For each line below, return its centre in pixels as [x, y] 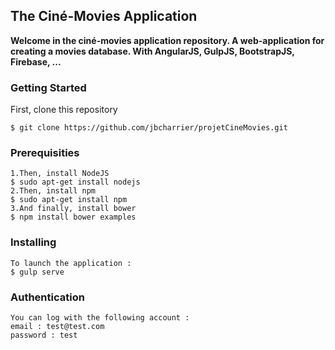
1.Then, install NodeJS [60, 174]
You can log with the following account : [100, 318]
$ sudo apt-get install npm [69, 200]
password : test [44, 335]
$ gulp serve [37, 272]
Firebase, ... [36, 61]
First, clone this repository [64, 110]
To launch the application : [71, 263]
